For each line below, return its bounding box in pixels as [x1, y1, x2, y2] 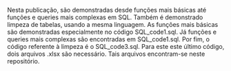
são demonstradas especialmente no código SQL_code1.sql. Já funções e [7, 28, 217, 36]
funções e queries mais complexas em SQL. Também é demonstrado [7, 13, 203, 21]
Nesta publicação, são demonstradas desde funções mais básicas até [7, 6, 207, 14]
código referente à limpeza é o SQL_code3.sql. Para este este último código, [7, 43, 225, 50]
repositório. [7, 57, 40, 65]
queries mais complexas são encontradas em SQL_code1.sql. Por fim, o [7, 35, 210, 43]
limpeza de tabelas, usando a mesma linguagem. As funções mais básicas [7, 21, 219, 28]
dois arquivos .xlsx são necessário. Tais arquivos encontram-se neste [7, 50, 205, 58]
